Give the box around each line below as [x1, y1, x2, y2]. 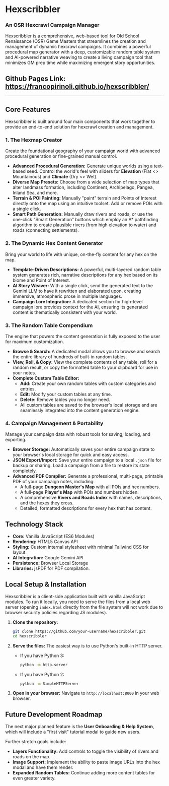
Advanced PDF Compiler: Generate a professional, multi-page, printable [12, 473, 163, 479]
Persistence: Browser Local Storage [12, 560, 89, 566]
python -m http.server [20, 662, 68, 667]
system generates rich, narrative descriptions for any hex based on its [12, 272, 158, 278]
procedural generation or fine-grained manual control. [5, 153, 117, 159]
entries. [20, 386, 36, 391]
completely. [12, 468, 37, 474]
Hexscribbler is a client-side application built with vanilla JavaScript [5, 593, 145, 599]
